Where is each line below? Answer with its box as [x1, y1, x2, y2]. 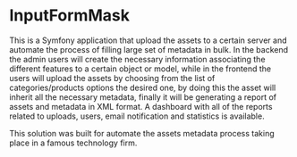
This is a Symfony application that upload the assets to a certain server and [9, 35, 288, 45]
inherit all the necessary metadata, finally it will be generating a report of [9, 91, 277, 103]
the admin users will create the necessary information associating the [9, 54, 266, 64]
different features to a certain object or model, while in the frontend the [9, 63, 272, 74]
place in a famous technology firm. [9, 137, 138, 148]
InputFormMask [9, 5, 130, 26]
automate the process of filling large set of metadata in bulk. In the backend [9, 44, 289, 54]
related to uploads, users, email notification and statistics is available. [9, 111, 266, 121]
